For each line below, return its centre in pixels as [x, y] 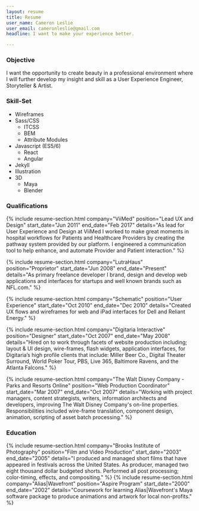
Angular [33, 158]
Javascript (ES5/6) [38, 146]
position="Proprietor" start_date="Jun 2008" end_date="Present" [86, 269]
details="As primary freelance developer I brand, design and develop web [97, 275]
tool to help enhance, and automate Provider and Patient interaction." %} [95, 251]
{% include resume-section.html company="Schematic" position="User [94, 299]
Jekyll [22, 165]
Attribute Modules [46, 139]
